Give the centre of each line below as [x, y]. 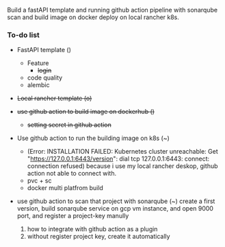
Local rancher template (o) [54, 98]
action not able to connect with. [72, 174]
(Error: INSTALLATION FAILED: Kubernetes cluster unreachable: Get [122, 152]
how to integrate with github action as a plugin [92, 229]
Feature [38, 63]
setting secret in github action [69, 125]
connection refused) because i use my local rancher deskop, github [122, 166]
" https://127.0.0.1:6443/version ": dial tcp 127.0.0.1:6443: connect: [118, 159]
